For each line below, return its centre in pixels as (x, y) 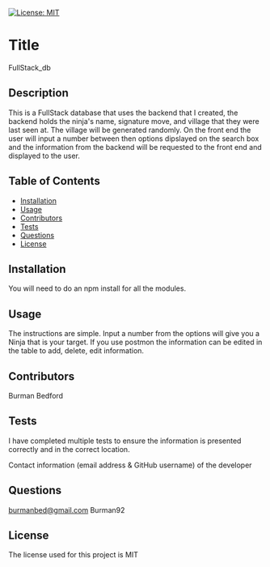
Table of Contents (55, 181)
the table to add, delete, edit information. (76, 351)
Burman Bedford (36, 396)
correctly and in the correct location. (70, 449)
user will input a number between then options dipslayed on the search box (134, 139)
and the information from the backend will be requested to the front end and (135, 147)
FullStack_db (30, 67)
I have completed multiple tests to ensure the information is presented (125, 441)
